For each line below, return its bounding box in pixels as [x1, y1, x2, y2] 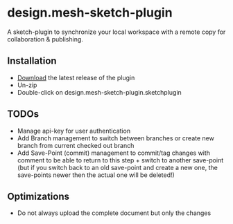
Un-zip [17, 81, 37, 89]
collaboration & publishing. [7, 35, 83, 43]
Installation [7, 55, 57, 67]
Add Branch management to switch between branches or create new [17, 133, 215, 142]
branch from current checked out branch [17, 141, 135, 149]
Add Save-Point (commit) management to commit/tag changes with [17, 149, 210, 157]
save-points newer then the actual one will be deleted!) [17, 171, 175, 179]
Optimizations [7, 190, 69, 202]
